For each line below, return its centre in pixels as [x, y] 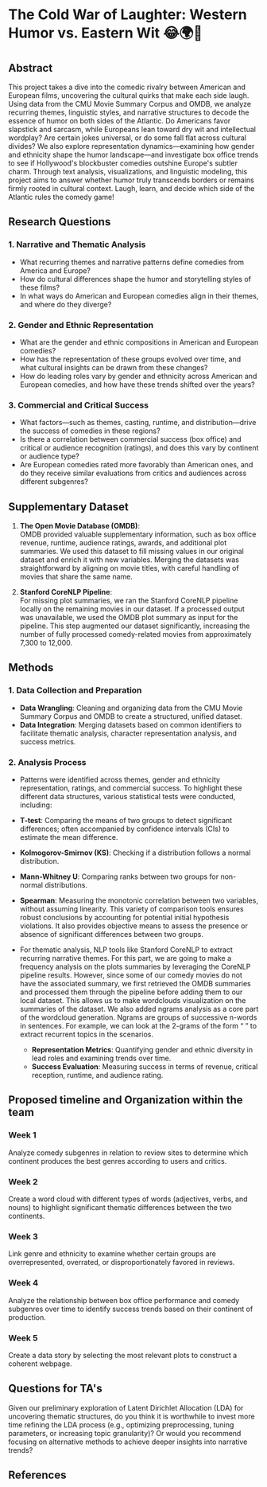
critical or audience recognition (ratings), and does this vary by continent [139, 448]
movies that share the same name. [76, 577]
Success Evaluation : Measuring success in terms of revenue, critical [145, 1067]
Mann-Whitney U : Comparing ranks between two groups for [119, 876]
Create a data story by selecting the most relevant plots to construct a [123, 1355]
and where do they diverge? [66, 304]
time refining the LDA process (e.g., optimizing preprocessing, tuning [121, 1425]
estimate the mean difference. [69, 837]
